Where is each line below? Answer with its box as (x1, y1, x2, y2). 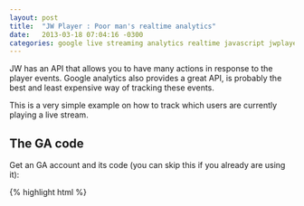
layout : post (9, 13, 59, 23)
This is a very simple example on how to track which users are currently (9, 100, 278, 111)
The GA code (9, 136, 84, 151)
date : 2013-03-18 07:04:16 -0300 (9, 30, 144, 39)
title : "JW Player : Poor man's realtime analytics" (9, 22, 217, 31)
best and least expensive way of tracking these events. (9, 82, 215, 93)
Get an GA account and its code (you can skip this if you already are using (9, 160, 286, 171)
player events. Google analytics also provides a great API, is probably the (9, 73, 282, 84)
